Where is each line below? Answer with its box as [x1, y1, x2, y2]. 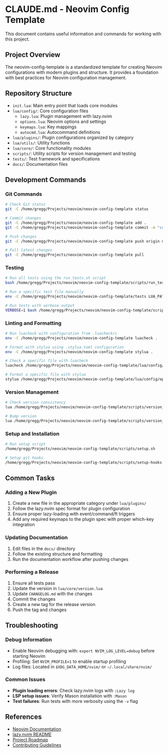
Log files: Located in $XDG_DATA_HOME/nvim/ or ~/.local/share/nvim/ [12, 663, 152, 670]
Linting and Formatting [5, 319, 61, 326]
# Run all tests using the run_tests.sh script [5, 276, 106, 281]
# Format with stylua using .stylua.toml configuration [5, 344, 124, 349]
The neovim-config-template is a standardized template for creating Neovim [5, 64, 162, 70]
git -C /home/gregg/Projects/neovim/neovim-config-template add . [5, 220, 146, 225]
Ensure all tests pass [12, 580, 55, 586]
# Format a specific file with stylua [5, 372, 86, 377]
